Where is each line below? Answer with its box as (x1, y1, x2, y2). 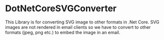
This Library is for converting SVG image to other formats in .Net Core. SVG (5, 19, 160, 25)
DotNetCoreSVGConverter (5, 3, 117, 14)
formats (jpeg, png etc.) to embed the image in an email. (5, 29, 121, 35)
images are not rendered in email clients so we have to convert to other (5, 24, 151, 30)
